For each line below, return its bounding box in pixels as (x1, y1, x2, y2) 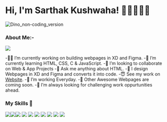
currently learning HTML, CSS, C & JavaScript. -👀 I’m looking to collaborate (5, 60, 162, 66)
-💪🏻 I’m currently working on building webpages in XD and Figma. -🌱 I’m (5, 55, 156, 61)
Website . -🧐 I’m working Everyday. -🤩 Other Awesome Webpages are (5, 76, 149, 83)
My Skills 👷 (5, 100, 33, 107)
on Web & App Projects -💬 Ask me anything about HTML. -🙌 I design (5, 66, 148, 72)
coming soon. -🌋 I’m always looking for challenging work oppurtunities (5, 82, 153, 88)
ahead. (5, 87, 20, 93)
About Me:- (5, 34, 34, 41)
